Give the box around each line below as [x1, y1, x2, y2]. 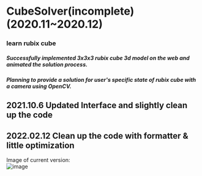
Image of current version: [6, 156, 70, 164]
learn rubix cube [6, 39, 56, 48]
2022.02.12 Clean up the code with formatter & [6, 130, 189, 141]
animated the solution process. [6, 61, 88, 68]
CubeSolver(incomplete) [6, 4, 135, 18]
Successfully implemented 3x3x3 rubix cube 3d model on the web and [6, 54, 190, 62]
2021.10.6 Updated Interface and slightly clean [6, 100, 188, 111]
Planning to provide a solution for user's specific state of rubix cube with [6, 76, 196, 84]
